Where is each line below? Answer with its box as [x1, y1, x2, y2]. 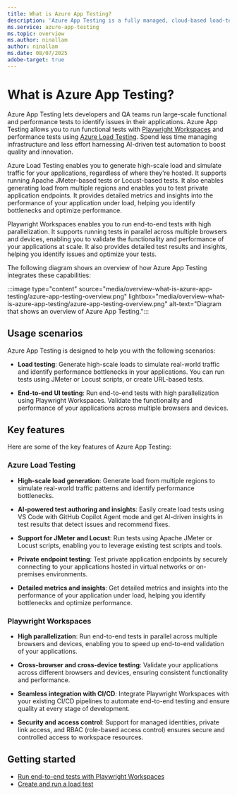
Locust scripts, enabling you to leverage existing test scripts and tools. [17, 541, 223, 550]
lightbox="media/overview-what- [128, 292, 225, 301]
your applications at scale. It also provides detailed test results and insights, [7, 242, 228, 250]
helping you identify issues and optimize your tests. [7, 250, 157, 258]
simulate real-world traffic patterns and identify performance [17, 484, 195, 492]
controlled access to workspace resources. [17, 733, 144, 741]
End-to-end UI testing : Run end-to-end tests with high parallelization [17, 389, 219, 397]
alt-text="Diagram [169, 299, 222, 308]
